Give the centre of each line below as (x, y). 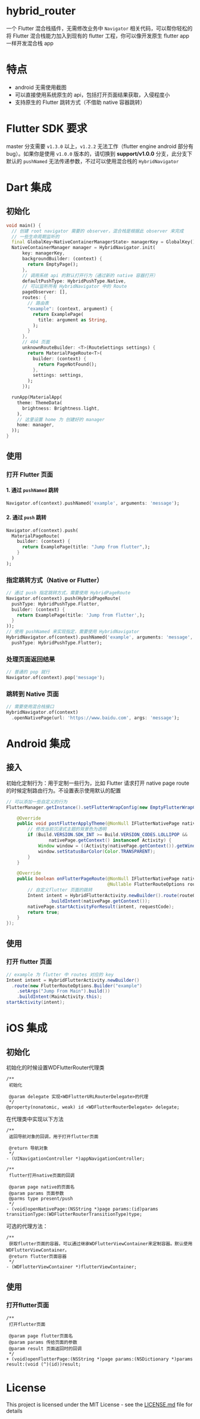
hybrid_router (41, 11)
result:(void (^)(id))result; (44, 1364)
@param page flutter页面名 (41, 1336)
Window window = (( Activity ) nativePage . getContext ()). (107, 846)
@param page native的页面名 (42, 1187)
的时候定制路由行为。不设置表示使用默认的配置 (63, 790)
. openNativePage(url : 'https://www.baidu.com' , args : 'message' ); (96, 718)
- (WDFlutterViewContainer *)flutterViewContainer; (71, 1267)
